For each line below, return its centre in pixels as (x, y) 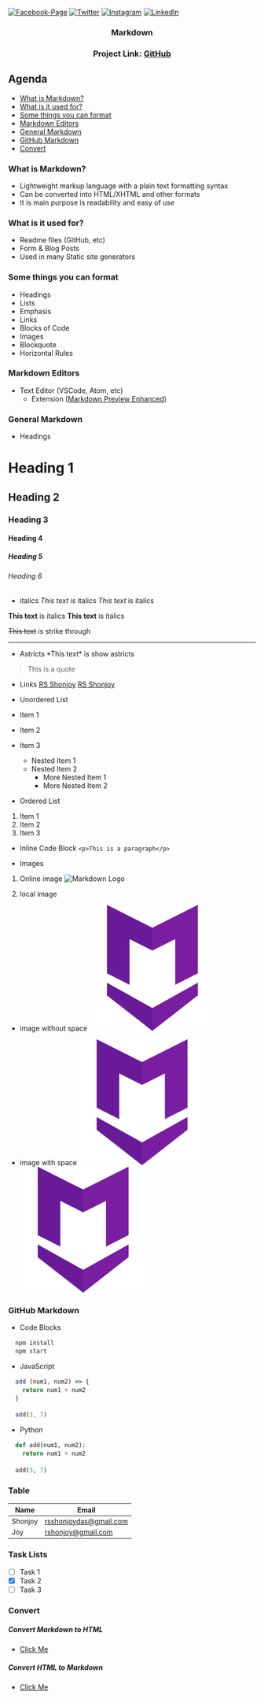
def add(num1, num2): (51, 1445)
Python (31, 1430)
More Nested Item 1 (75, 777)
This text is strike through (49, 631)
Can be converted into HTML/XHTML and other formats (110, 194)
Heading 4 (26, 539)
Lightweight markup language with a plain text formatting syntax (124, 186)
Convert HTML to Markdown (56, 1667)
